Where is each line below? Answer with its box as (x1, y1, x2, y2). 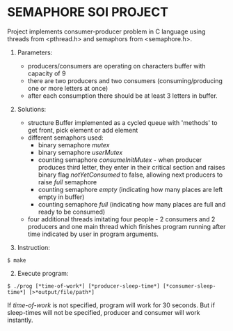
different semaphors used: (27, 133, 104, 142)
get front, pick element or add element (27, 126, 138, 134)
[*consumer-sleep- (162, 282, 216, 290)
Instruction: (17, 243, 51, 251)
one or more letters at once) (27, 84, 109, 92)
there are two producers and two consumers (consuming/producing (27, 76, 223, 84)
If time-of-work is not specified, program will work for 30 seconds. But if (7, 301, 216, 309)
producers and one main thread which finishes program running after (27, 222, 226, 230)
